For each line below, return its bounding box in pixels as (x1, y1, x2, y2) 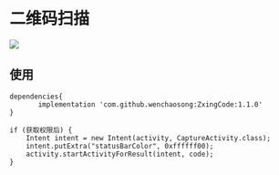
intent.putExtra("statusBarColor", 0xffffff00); (26, 141, 214, 150)
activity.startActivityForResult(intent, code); (26, 149, 214, 159)
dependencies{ (9, 92, 64, 101)
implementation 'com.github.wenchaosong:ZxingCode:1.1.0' (37, 99, 263, 109)
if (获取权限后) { (9, 125, 73, 135)
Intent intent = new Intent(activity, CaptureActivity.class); (26, 133, 272, 142)
